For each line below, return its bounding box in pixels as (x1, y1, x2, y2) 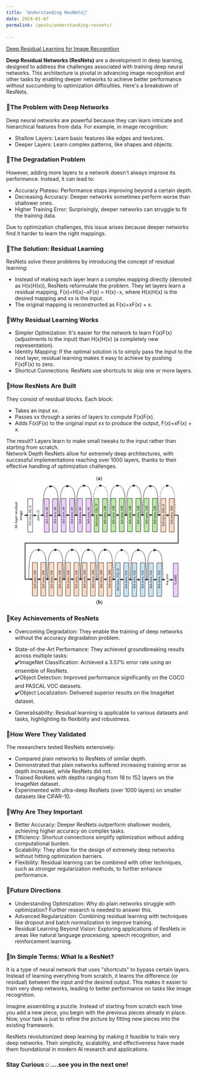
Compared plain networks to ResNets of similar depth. (14, 755, 147, 762)
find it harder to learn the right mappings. (6, 230, 106, 237)
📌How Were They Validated (6, 730, 86, 738)
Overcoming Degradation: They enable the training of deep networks (14, 627, 183, 635)
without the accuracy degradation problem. (14, 634, 121, 641)
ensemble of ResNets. (14, 667, 69, 674)
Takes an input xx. (14, 407, 59, 414)
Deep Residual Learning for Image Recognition (6, 45, 119, 53)
